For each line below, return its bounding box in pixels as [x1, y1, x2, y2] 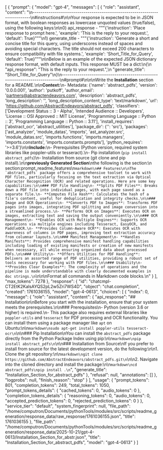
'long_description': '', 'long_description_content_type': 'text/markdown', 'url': [5, 98, 158, 103]
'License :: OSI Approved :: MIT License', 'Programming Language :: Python [5, 113, 156, 119]
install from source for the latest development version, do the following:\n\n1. [5, 346, 159, 352]
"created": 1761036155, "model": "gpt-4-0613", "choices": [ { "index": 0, [5, 289, 149, 294]
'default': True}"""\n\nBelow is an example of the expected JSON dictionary [5, 56, 157, 62]
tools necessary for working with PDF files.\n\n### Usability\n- [5, 260, 143, 265]
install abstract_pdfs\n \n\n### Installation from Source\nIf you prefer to [5, 341, 154, 346]
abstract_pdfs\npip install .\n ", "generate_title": [5, 367, 107, 372]
